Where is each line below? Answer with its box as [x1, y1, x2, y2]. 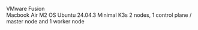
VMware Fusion [6, 5, 45, 12]
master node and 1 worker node [6, 18, 85, 25]
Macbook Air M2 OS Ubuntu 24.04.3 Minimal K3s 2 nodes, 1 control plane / [6, 11, 192, 19]
